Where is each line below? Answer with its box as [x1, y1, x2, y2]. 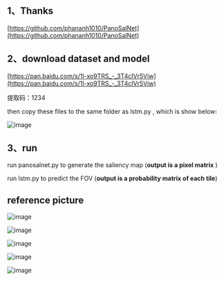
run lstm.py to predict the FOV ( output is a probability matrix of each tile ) [7, 174, 218, 183]
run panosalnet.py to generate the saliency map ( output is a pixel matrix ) [7, 161, 218, 169]
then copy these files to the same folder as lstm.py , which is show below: [7, 107, 218, 115]
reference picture [7, 194, 84, 206]
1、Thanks [7, 5, 54, 17]
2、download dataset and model [7, 53, 150, 65]
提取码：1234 [7, 93, 46, 101]
